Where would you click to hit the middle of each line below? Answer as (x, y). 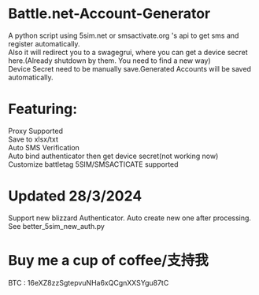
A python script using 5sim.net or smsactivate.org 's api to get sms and (124, 35)
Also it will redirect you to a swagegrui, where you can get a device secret (128, 52)
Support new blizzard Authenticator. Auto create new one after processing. (130, 218)
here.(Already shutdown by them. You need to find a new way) (109, 61)
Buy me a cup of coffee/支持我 (108, 260)
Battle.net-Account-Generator (109, 14)
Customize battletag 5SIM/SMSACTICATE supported (93, 164)
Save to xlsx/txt (33, 139)
